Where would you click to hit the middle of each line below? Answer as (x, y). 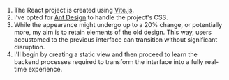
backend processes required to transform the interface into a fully (109, 62)
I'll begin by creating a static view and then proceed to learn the (105, 54)
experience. (45, 69)
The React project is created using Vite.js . (74, 10)
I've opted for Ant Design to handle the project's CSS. (91, 17)
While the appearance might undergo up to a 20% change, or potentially (118, 25)
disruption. (29, 47)
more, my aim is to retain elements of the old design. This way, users (112, 32)
